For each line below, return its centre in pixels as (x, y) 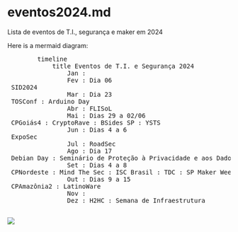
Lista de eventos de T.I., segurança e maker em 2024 (85, 32)
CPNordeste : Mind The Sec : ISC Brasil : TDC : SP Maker (114, 172)
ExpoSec (24, 137)
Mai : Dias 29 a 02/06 (106, 115)
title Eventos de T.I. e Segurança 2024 (123, 66)
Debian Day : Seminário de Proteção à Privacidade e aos (112, 158)
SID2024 (24, 87)
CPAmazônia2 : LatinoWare (56, 186)
